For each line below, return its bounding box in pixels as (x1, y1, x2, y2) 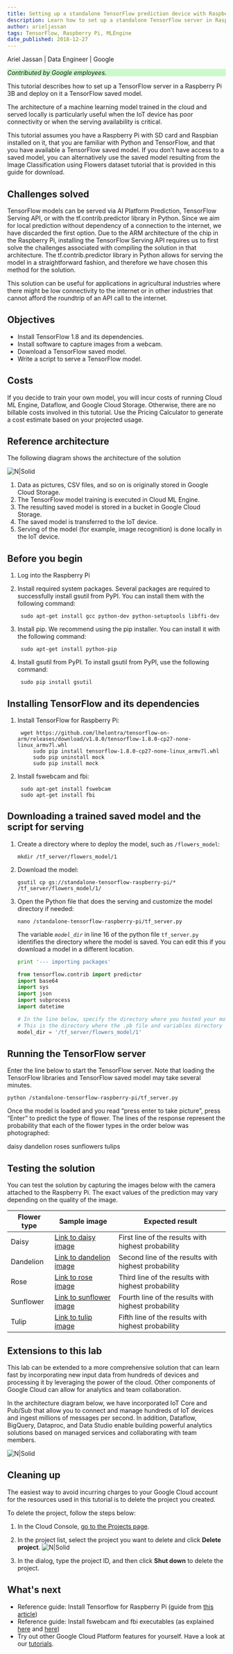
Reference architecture (7, 435, 110, 447)
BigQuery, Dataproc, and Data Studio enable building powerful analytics (7, 1421, 213, 1429)
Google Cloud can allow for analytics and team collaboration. (7, 1386, 182, 1393)
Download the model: (17, 865, 78, 874)
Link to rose (54, 1272, 93, 1282)
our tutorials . (17, 1639, 54, 1648)
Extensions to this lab (7, 1345, 103, 1357)
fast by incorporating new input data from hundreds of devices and (7, 1370, 199, 1379)
